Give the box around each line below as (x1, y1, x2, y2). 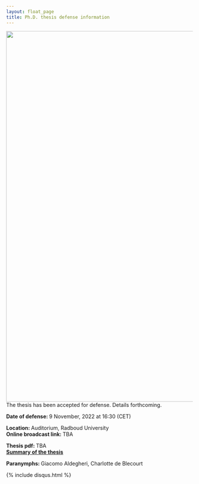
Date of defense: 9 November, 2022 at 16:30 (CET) (6, 413, 131, 420)
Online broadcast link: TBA (6, 431, 73, 438)
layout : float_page (6, 8, 54, 15)
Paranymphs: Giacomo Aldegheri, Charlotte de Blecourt (6, 460, 143, 467)
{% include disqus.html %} (6, 471, 72, 478)
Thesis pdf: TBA (6, 442, 47, 449)
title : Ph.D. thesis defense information (6, 14, 110, 20)
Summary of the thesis (6, 448, 63, 456)
